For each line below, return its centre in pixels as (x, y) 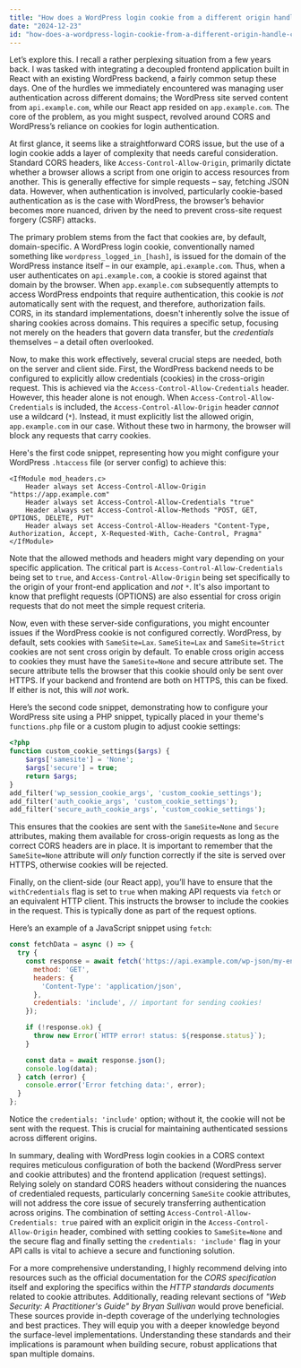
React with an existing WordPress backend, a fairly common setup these (143, 79)
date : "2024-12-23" (46, 26)
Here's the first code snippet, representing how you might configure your (144, 453)
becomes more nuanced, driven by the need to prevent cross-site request (146, 211)
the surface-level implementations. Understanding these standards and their (150, 1335)
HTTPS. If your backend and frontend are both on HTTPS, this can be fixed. (149, 680)
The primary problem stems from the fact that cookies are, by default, (138, 238)
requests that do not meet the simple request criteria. (107, 606)
